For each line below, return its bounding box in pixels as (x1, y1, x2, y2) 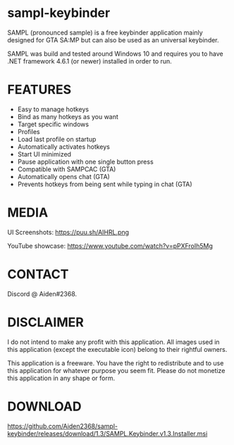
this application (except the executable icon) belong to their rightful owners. (7, 345, 228, 353)
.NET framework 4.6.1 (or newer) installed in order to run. (7, 56, 173, 65)
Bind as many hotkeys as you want (17, 112, 118, 121)
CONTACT (7, 267, 69, 282)
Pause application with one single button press (17, 157, 154, 166)
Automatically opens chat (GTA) (17, 172, 111, 181)
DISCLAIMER (7, 314, 85, 330)
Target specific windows (17, 120, 90, 128)
